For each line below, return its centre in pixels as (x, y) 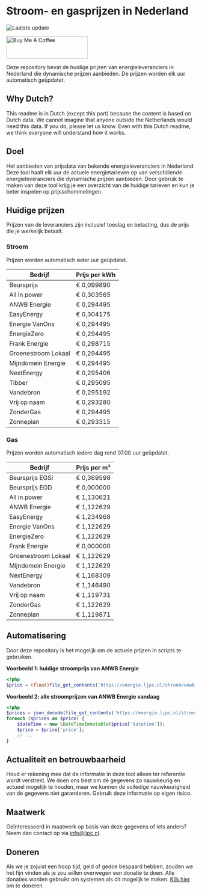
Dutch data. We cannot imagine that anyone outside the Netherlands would (99, 120)
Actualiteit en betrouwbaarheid (66, 760)
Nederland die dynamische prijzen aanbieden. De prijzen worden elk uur (96, 73)
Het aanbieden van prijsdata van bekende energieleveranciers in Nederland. (101, 166)
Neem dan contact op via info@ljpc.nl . (54, 833)
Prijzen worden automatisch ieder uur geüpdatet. (67, 260)
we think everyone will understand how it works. (66, 132)
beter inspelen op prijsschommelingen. (55, 191)
